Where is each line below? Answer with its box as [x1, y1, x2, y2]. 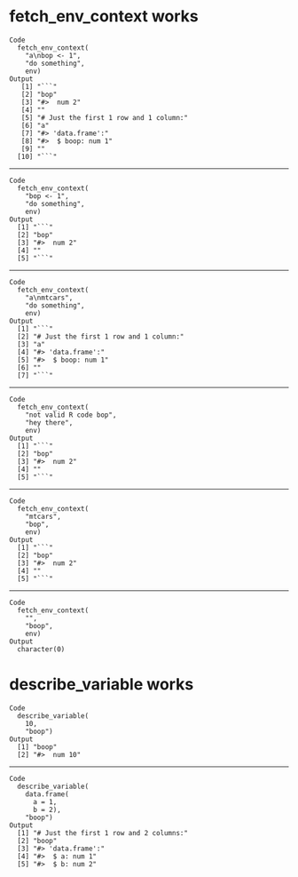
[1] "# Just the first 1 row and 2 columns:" [17, 828, 189, 837]
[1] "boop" [17, 742, 58, 752]
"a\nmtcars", [25, 293, 74, 302]
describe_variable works [9, 674, 194, 695]
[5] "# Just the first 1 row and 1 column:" [20, 113, 189, 122]
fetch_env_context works [9, 6, 200, 27]
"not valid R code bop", [25, 411, 117, 419]
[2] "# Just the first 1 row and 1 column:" [17, 331, 184, 341]
